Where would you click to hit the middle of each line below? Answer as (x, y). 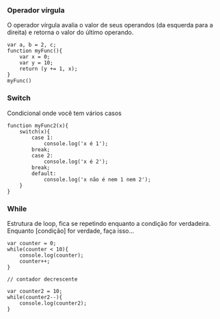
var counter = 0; (32, 243)
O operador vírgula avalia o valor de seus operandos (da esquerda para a (110, 25)
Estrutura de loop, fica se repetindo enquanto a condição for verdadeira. (109, 223)
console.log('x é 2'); (76, 162)
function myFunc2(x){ (38, 125)
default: (44, 173)
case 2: (42, 155)
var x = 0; (35, 57)
